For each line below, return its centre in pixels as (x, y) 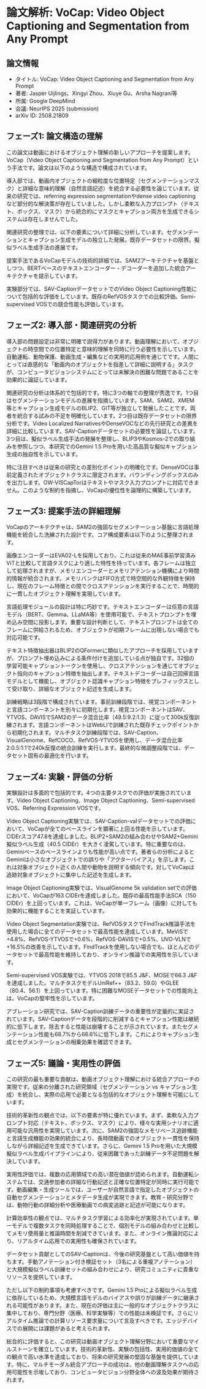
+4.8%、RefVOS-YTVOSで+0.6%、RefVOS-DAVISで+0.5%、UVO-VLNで (99, 939)
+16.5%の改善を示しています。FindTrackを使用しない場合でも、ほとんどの (100, 947)
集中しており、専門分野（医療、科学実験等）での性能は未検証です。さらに (100, 1313)
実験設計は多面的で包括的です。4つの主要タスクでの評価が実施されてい (97, 793)
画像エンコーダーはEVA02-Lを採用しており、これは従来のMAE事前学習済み (101, 555)
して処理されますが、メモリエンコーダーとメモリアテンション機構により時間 (103, 571)
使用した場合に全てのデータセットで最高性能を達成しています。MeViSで (97, 932)
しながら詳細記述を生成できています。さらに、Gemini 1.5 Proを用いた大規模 (102, 1146)
